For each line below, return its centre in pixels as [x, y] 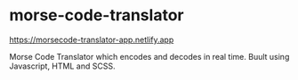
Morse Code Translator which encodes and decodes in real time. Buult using [149, 56]
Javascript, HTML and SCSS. [62, 66]
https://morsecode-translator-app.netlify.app [92, 40]
